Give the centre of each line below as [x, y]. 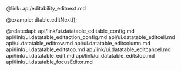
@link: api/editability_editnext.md [46, 8]
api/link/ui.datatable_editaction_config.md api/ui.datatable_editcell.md [90, 37]
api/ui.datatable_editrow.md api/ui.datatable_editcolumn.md [78, 43]
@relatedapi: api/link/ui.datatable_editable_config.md [71, 31]
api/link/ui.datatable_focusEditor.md [49, 62]
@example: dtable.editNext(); [42, 19]
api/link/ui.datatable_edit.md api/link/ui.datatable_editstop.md [81, 56]
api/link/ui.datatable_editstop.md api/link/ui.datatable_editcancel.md [89, 49]
